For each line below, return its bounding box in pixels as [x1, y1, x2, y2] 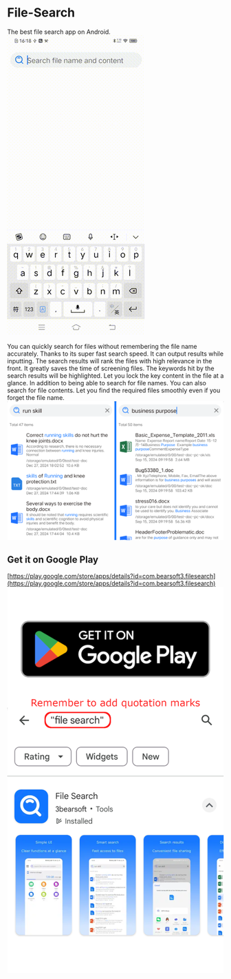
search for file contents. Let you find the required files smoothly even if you [7, 386, 221, 394]
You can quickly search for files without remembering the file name [7, 342, 197, 350]
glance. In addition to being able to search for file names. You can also [7, 379, 207, 387]
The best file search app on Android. [7, 28, 111, 36]
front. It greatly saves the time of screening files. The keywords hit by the [7, 364, 214, 372]
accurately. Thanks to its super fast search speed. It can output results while [7, 350, 224, 358]
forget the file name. [7, 393, 65, 401]
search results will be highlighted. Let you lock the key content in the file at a [7, 371, 224, 380]
